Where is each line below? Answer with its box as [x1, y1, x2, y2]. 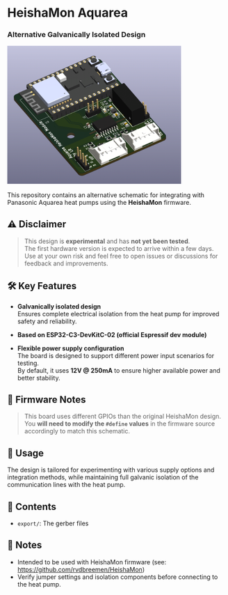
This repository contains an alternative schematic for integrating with [7, 190, 205, 199]
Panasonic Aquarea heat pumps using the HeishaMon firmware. [7, 198, 192, 206]
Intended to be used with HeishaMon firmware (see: [17, 557, 167, 566]
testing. [17, 359, 40, 367]
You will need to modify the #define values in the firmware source [24, 419, 215, 428]
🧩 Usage [7, 447, 44, 459]
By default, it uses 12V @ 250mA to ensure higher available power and [17, 366, 221, 374]
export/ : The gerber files [17, 519, 89, 527]
